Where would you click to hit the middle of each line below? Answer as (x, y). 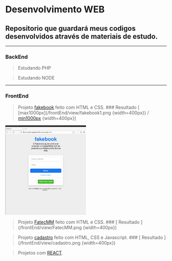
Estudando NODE (36, 78)
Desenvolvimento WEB (55, 9)
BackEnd (17, 56)
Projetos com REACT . (40, 253)
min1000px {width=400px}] (47, 118)
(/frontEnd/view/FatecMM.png (50, 227)
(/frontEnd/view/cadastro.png (49, 243)
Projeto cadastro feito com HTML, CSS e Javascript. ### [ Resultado (90, 237)
